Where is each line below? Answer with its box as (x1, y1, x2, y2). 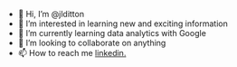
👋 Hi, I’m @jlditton (17, 9, 84, 19)
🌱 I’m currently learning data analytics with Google (17, 28, 206, 38)
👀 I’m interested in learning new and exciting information (17, 18, 228, 29)
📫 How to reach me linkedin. (17, 48, 127, 58)
